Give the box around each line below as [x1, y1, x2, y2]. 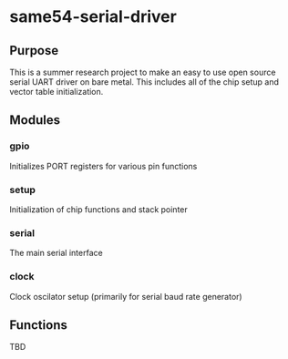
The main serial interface [9, 248, 103, 259]
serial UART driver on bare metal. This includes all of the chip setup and [9, 77, 280, 87]
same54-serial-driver [9, 6, 178, 27]
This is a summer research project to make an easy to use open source [9, 67, 276, 77]
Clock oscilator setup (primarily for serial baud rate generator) [9, 291, 243, 302]
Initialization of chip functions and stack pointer [9, 203, 189, 215]
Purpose [9, 43, 59, 58]
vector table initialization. [9, 87, 104, 97]
